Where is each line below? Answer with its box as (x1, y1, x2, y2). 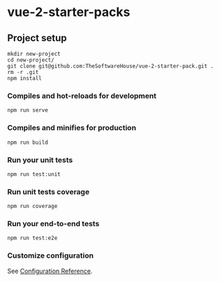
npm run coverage (7, 203, 58, 210)
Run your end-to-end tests (7, 219, 100, 229)
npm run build (7, 139, 49, 146)
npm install (7, 75, 42, 82)
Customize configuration (7, 251, 94, 260)
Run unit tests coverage (7, 186, 89, 196)
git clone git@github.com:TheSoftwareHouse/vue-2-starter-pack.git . (7, 63, 214, 70)
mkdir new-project (7, 50, 61, 57)
